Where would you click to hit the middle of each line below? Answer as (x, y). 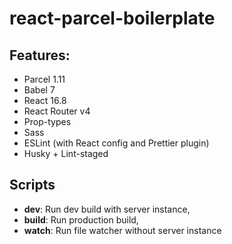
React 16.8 (45, 100)
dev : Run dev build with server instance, (107, 209)
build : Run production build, (81, 219)
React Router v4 (57, 111)
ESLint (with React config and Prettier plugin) (116, 143)
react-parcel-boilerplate (112, 18)
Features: (40, 55)
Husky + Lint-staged (66, 153)
